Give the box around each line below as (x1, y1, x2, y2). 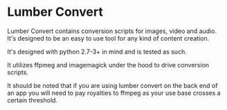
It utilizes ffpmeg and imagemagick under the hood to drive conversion (7, 60, 210, 69)
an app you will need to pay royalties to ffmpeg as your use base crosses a (7, 89, 221, 97)
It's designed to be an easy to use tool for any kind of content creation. (7, 34, 210, 42)
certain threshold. (7, 96, 57, 104)
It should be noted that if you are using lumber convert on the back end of (7, 81, 218, 89)
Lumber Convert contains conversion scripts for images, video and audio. (7, 27, 217, 35)
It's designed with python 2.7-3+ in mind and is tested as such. (7, 47, 187, 56)
